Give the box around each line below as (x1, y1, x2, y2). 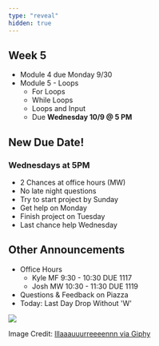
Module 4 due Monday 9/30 (19, 70, 113, 80)
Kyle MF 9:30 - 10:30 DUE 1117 (31, 272, 133, 282)
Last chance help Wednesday (19, 221, 118, 229)
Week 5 (8, 49, 46, 62)
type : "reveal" (8, 11, 59, 20)
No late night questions (19, 186, 97, 196)
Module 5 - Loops (19, 78, 79, 88)
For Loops (31, 87, 66, 97)
